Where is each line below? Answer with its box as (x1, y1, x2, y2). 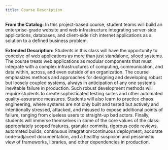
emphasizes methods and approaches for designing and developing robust (5, 74, 162, 80)
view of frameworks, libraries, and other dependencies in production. (5, 139, 150, 145)
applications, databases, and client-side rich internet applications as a (5, 32, 152, 38)
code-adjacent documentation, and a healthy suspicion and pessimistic (5, 133, 155, 139)
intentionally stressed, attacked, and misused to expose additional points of (5, 106, 163, 113)
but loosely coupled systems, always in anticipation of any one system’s (5, 80, 156, 86)
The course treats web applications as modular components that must (5, 58, 152, 64)
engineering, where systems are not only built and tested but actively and (5, 101, 159, 107)
